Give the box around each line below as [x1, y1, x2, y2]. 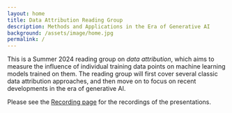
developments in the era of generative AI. [7, 85, 126, 93]
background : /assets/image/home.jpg [7, 29, 114, 37]
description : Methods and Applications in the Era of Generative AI [7, 23, 210, 30]
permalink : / [7, 36, 45, 43]
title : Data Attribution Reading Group [7, 17, 123, 24]
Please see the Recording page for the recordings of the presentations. [7, 98, 211, 106]
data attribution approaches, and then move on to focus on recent [7, 77, 196, 85]
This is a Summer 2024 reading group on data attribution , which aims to [7, 55, 215, 63]
